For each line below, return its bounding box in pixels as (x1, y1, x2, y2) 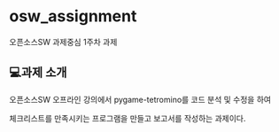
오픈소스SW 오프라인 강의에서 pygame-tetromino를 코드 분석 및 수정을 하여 (9, 94, 272, 105)
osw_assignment (9, 6, 137, 27)
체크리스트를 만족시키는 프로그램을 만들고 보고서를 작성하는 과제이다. (9, 113, 246, 123)
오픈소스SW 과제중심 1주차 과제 (9, 36, 118, 47)
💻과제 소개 (9, 65, 67, 81)
